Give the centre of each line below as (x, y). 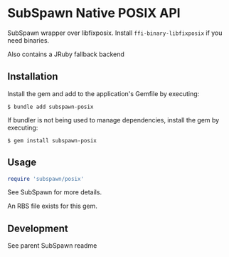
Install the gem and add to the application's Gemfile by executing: (103, 93)
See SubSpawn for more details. (54, 192)
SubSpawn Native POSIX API (94, 13)
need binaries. (28, 40)
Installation (33, 77)
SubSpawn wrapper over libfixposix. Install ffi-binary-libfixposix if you (115, 33)
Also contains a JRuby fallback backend (66, 54)
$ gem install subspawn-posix (52, 140)
